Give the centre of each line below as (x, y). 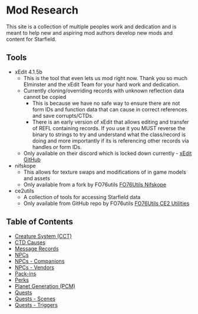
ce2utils (24, 191)
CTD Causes (30, 242)
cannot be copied (45, 97)
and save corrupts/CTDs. (63, 115)
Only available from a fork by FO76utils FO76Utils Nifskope (95, 184)
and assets (37, 178)
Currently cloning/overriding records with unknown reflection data (104, 90)
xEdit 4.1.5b (29, 72)
